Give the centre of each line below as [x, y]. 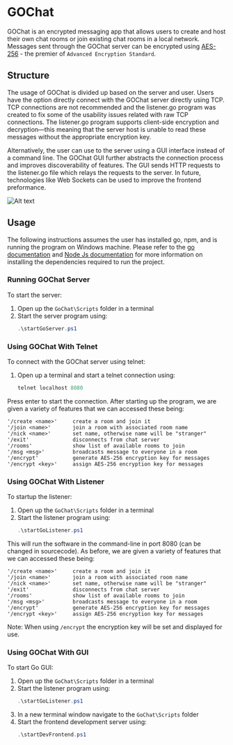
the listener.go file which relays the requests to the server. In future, [104, 172]
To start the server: [35, 295]
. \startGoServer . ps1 [47, 328]
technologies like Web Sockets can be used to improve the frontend [104, 180]
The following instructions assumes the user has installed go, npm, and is [112, 239]
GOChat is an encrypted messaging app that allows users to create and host [116, 31]
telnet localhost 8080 [50, 388]
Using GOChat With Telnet [53, 346]
